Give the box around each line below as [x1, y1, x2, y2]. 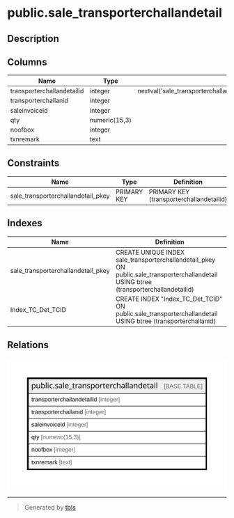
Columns [7, 56, 47, 68]
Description [7, 33, 59, 45]
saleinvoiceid [10, 106, 48, 114]
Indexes [7, 217, 43, 229]
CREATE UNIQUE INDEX [116, 248, 185, 256]
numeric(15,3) [89, 116, 132, 124]
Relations [7, 339, 49, 351]
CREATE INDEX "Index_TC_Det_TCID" [116, 295, 223, 303]
